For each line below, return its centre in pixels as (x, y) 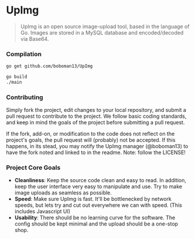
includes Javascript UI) (42, 211)
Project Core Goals (33, 168)
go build (17, 77)
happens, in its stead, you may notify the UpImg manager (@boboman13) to (97, 146)
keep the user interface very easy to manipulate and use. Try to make (98, 187)
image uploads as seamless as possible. (63, 193)
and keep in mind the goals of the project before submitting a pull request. (95, 122)
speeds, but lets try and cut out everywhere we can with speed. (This (98, 205)
